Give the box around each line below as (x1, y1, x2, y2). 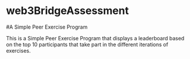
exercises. (6, 47, 31, 54)
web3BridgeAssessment (6, 4, 129, 18)
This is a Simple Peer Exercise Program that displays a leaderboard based (6, 34, 185, 41)
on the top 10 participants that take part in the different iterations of (6, 41, 168, 48)
